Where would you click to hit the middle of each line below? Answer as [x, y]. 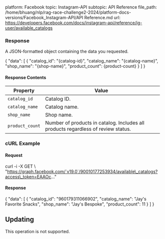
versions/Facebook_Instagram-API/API [44, 17]
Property [24, 90]
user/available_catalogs [29, 28]
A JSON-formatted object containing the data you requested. [67, 52]
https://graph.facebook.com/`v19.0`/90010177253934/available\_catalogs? [82, 171]
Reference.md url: [102, 17]
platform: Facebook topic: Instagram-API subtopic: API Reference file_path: [81, 7]
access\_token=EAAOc [28, 177]
